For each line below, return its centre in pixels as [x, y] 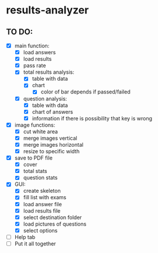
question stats [40, 178]
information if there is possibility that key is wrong [92, 118]
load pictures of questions [55, 224]
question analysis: [45, 98]
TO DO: [20, 32]
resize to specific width [51, 151]
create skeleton [42, 191]
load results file [42, 210]
